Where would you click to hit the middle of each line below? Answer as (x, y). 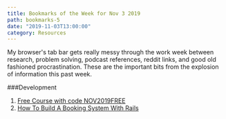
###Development (32, 87)
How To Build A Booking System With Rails (78, 108)
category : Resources (37, 33)
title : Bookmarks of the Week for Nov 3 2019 (74, 13)
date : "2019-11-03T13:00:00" (49, 26)
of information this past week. (49, 74)
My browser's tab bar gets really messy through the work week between (111, 52)
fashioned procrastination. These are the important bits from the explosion (113, 67)
